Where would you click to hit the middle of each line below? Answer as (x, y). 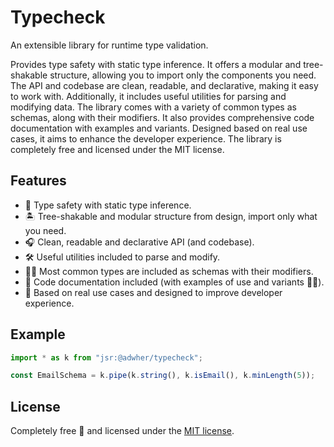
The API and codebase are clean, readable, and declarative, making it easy (164, 85)
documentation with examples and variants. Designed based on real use (159, 128)
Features (38, 181)
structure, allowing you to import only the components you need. (183, 75)
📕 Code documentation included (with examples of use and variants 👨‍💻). (174, 282)
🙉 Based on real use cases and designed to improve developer (153, 292)
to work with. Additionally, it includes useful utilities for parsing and (148, 96)
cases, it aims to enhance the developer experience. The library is (146, 138)
